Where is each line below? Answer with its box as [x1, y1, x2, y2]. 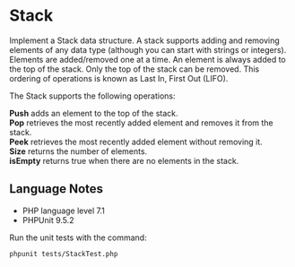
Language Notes [9, 181, 104, 197]
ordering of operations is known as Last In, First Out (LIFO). [9, 73, 229, 83]
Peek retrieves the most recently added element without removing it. [9, 136, 263, 147]
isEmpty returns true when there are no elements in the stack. [9, 155, 239, 166]
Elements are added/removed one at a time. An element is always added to [9, 54, 286, 65]
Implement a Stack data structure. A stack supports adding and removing [9, 35, 280, 46]
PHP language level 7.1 [22, 205, 106, 216]
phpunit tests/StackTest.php [9, 249, 118, 258]
